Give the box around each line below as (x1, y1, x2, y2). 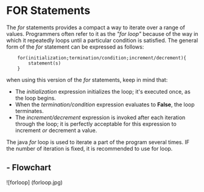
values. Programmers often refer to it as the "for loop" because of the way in (6, 30, 199, 37)
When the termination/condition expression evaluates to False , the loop (15, 101, 195, 108)
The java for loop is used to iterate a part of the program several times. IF (6, 138, 190, 146)
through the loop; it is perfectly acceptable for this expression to (15, 120, 177, 128)
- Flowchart (6, 162, 52, 173)
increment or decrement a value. (15, 126, 97, 134)
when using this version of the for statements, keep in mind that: (6, 76, 168, 83)
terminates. (15, 107, 44, 114)
